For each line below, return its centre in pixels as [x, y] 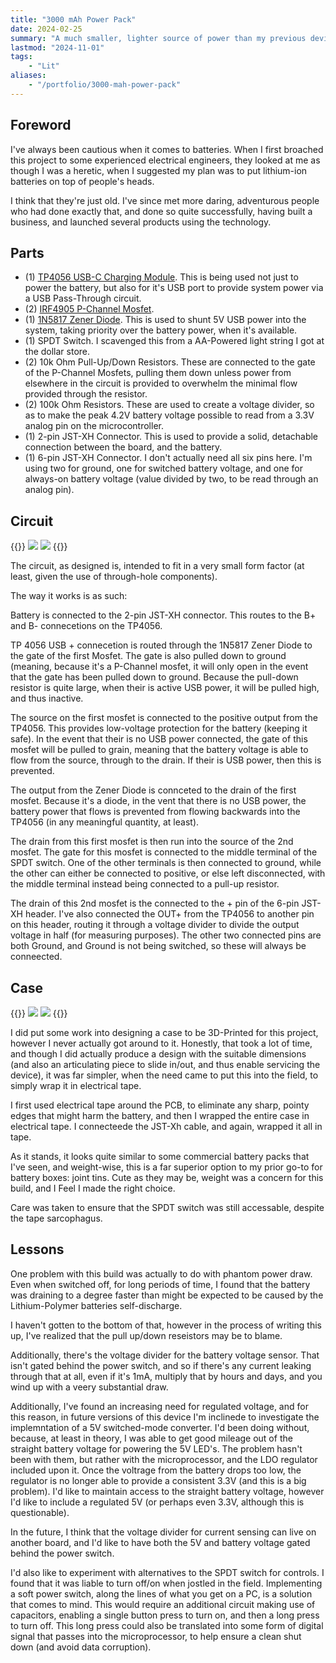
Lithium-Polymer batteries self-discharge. [96, 1305]
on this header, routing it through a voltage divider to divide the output [155, 925]
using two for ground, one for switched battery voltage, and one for [163, 468]
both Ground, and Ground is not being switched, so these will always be [158, 946]
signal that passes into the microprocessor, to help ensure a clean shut [156, 1636]
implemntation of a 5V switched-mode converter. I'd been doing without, [160, 1427]
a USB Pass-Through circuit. [83, 298]
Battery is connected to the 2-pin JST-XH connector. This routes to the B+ [163, 615]
